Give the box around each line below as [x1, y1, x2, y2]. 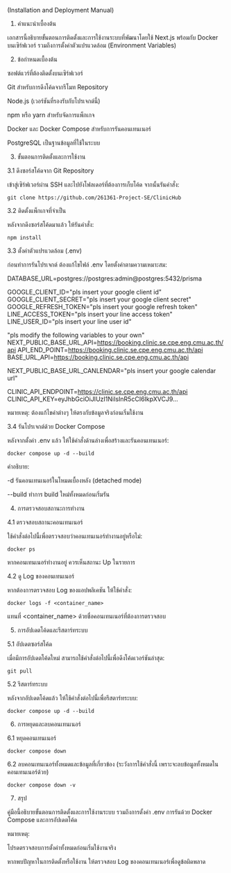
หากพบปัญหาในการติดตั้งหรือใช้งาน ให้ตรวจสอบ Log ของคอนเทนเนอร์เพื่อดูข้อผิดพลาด [7, 858, 206, 865]
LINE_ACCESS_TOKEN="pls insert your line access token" [7, 310, 173, 318]
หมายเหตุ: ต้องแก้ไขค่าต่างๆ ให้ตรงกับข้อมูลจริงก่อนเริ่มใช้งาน [7, 409, 144, 416]
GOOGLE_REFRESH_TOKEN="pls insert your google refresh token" [7, 303, 198, 310]
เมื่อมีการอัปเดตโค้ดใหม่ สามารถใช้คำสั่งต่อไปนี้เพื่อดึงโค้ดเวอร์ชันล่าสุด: [7, 654, 165, 662]
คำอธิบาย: [7, 462, 30, 471]
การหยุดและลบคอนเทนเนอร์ [17, 720, 81, 728]
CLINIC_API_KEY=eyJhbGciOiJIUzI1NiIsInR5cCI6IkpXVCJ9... [7, 395, 178, 403]
